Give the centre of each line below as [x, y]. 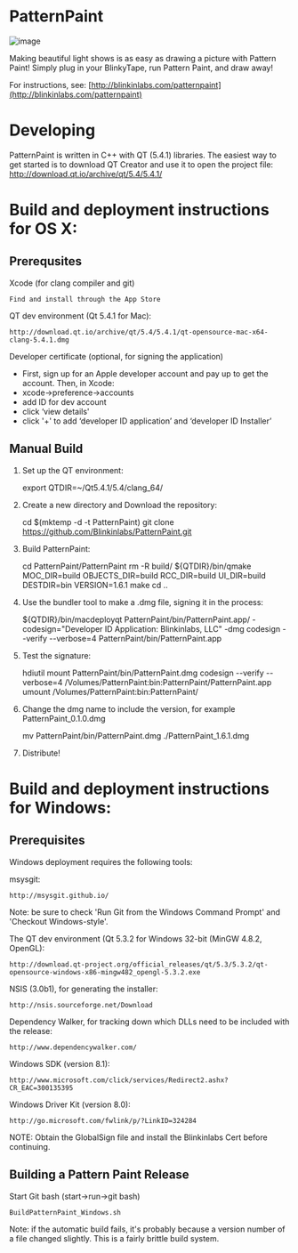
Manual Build [46, 449]
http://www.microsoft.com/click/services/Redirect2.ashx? [119, 1080]
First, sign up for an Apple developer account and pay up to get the [145, 373]
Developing [52, 130]
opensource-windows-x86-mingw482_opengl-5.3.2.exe [105, 972]
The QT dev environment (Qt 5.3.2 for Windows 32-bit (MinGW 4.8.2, [136, 938]
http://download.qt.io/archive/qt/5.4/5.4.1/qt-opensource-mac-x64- [139, 332]
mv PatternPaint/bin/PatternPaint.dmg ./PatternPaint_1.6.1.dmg [136, 735]
